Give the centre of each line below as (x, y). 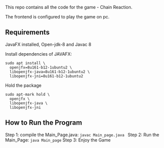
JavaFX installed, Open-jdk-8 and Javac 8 (48, 44)
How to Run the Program (44, 123)
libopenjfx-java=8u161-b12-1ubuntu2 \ (50, 72)
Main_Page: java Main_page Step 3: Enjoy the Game (58, 140)
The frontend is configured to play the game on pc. (57, 17)
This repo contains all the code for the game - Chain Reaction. (69, 7)
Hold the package (23, 85)
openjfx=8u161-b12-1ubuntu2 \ (41, 67)
